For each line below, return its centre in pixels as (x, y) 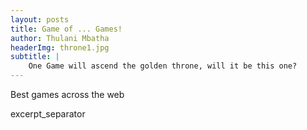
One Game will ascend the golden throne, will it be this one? (163, 66)
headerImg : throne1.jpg (60, 47)
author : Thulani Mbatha (60, 38)
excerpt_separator (48, 114)
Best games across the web (67, 94)
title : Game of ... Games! (66, 29)
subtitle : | (35, 57)
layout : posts (40, 19)
